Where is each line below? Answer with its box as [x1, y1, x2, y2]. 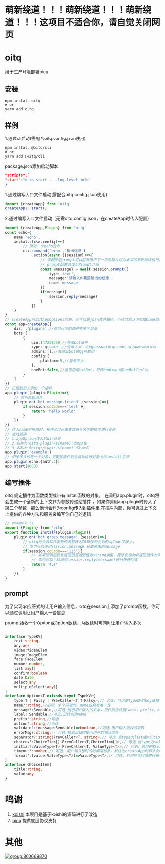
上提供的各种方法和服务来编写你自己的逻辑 [5, 511, 91, 517]
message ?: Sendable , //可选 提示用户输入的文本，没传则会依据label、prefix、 [14, 707, 158, 712]
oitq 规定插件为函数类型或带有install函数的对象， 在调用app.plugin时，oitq [5, 492, 155, 498]
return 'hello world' [31, 409, 76, 414]
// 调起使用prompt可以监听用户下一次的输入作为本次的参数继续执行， [40, 257, 163, 263]
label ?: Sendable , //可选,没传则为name [14, 712, 87, 717]
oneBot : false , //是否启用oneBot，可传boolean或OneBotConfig [31, 368, 149, 373]
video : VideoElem [14, 648, 48, 653]
